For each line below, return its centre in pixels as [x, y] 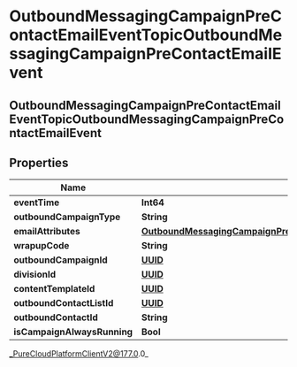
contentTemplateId [54, 289]
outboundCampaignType [67, 217]
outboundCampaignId [61, 260]
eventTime [37, 203]
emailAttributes [47, 232]
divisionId [34, 274]
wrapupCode [42, 246]
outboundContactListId [64, 303]
